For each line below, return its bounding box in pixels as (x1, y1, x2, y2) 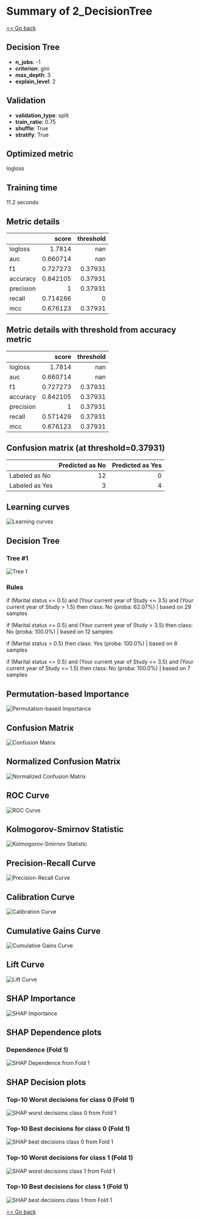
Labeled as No (9, 471, 51, 480)
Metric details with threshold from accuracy (6, 325, 176, 335)
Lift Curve (6, 959, 44, 970)
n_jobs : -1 (15, 58, 41, 65)
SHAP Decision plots (6, 1077, 86, 1088)
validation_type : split (15, 112, 69, 119)
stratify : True (15, 131, 49, 138)
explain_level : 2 (15, 77, 56, 85)
